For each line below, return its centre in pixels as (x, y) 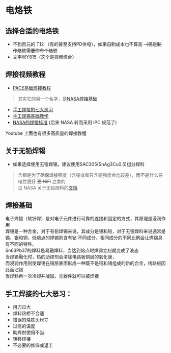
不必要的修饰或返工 (33, 345)
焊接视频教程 (25, 75)
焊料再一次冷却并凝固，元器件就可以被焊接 (54, 276)
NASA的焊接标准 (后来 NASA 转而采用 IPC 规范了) (65, 122)
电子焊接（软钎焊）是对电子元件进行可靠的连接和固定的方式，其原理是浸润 (83, 219)
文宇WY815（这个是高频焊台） (45, 57)
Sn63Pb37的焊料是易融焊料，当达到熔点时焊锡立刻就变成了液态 (72, 250)
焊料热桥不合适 (28, 313)
